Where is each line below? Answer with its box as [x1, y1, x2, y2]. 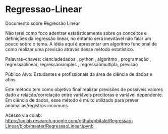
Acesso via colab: [5, 112, 42, 118]
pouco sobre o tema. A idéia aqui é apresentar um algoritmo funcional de [5, 40, 157, 47]
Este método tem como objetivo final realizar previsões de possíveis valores [5, 86, 163, 92]
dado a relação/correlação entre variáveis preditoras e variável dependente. [5, 92, 163, 98]
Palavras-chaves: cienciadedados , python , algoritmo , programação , [5, 56, 151, 62]
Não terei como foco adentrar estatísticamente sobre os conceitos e [5, 30, 147, 36]
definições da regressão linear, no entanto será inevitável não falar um [5, 35, 151, 41]
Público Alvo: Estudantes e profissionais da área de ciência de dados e [5, 71, 152, 77]
